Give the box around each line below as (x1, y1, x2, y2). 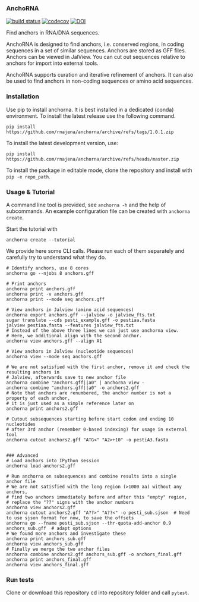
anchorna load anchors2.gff (6, 463, 76, 469)
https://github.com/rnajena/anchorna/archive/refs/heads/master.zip (6, 156, 179, 162)
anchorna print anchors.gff (6, 286, 76, 292)
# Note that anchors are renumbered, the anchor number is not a (6, 390, 171, 396)
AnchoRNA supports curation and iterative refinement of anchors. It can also (6, 71, 194, 79)
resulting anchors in (6, 369, 60, 375)
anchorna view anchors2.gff (6, 504, 76, 510)
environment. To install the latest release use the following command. (6, 112, 176, 120)
